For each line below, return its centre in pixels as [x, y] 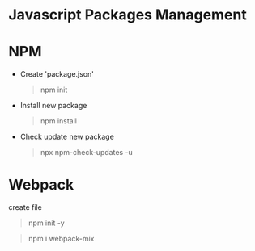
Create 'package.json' [57, 74]
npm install [58, 121]
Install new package [53, 106]
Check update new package [67, 137]
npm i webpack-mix [61, 239]
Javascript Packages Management [127, 15]
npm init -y [46, 223]
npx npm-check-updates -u [87, 153]
